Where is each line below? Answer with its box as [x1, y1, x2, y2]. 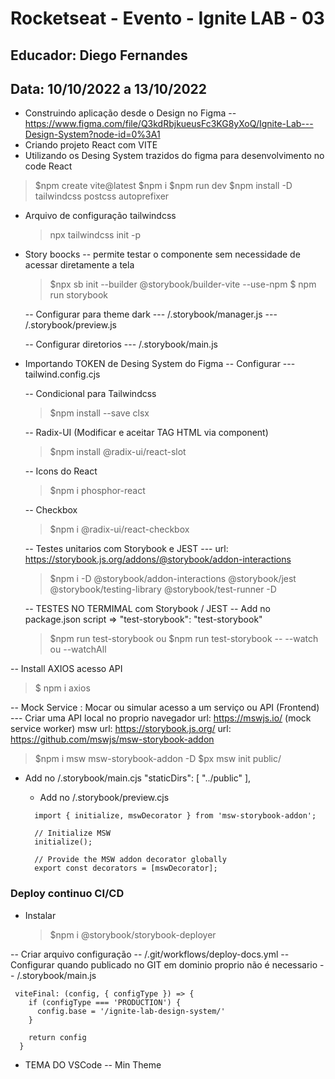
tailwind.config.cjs [24, 368, 101, 381]
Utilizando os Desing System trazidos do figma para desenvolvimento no [24, 150, 325, 162]
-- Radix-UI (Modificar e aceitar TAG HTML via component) [24, 427, 269, 439]
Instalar [24, 909, 57, 921]
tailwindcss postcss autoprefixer [34, 190, 170, 202]
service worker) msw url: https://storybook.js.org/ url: [10, 723, 232, 735]
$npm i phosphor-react [49, 485, 146, 497]
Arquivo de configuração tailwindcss [24, 210, 177, 222]
